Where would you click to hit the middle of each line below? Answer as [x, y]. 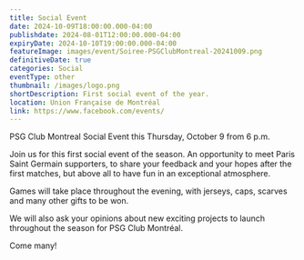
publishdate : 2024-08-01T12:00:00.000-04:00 [95, 35]
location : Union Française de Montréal [85, 102]
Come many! [33, 245]
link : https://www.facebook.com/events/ [87, 111]
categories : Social [46, 69]
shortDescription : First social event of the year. [109, 94]
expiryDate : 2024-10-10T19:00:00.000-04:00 [93, 43]
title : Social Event [49, 18]
